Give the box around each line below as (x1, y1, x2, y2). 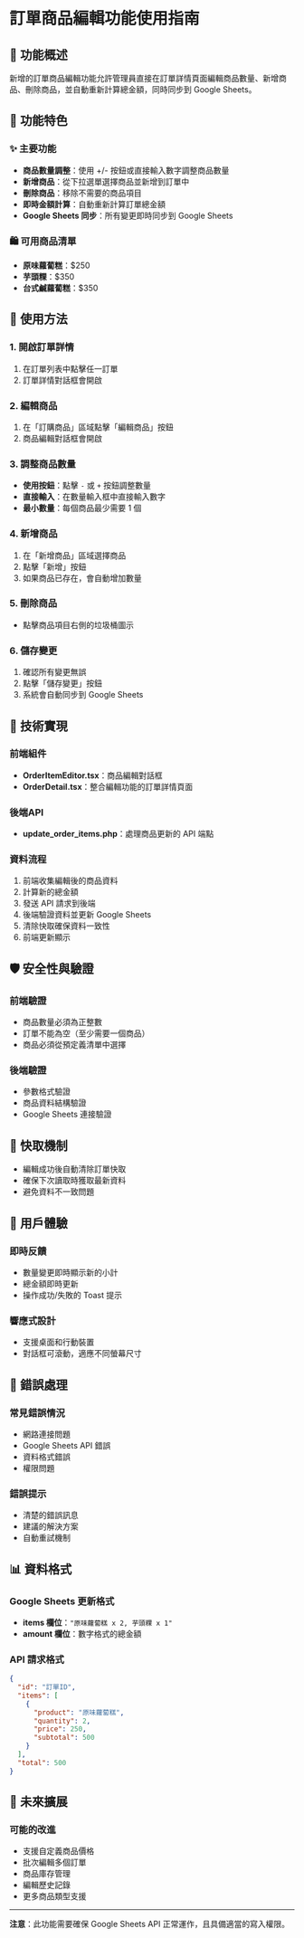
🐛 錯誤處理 (9, 1377, 68, 1392)
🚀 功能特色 (9, 113, 68, 128)
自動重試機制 (22, 1533, 71, 1544)
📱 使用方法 (9, 311, 68, 327)
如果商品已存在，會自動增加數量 (22, 572, 142, 584)
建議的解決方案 (22, 1521, 79, 1532)
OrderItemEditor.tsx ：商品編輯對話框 (22, 770, 163, 781)
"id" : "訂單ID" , (17, 1683, 76, 1692)
